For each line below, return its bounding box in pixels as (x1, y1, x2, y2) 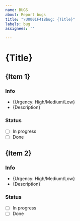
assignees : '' (5, 26, 35, 31)
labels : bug (5, 21, 30, 27)
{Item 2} (5, 149, 32, 157)
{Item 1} (5, 72, 31, 81)
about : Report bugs (5, 12, 46, 17)
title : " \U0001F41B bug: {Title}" (5, 17, 75, 22)
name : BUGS (5, 7, 28, 13)
